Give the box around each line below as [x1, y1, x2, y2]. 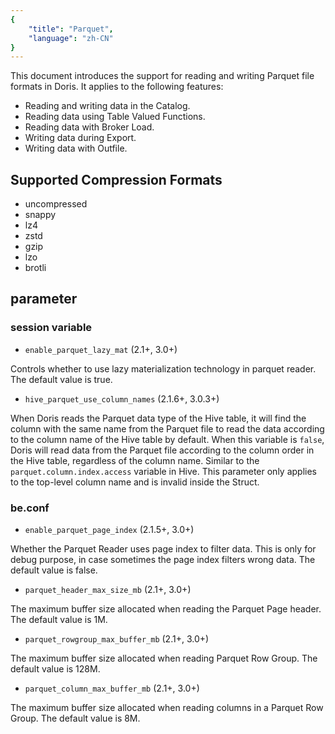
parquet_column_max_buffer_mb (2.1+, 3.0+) [24, 682, 200, 695]
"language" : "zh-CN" [28, 33, 114, 43]
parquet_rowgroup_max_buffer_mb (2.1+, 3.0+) [24, 633, 210, 645]
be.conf [10, 501, 50, 515]
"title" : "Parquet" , [28, 24, 114, 34]
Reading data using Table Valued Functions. [24, 111, 206, 123]
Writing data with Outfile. [24, 142, 128, 155]
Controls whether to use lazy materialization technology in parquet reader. [10, 362, 317, 375]
